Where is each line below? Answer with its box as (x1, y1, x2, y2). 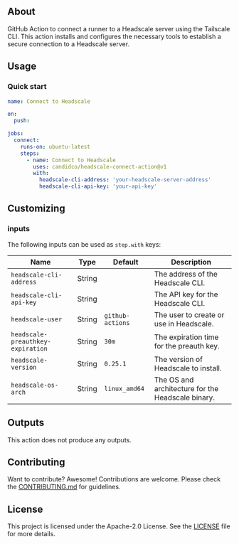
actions (104, 319, 130, 326)
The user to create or (154, 309, 225, 319)
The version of (154, 354, 203, 364)
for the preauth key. (154, 341, 221, 351)
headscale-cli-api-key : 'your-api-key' (38, 183, 158, 191)
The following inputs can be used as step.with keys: (7, 240, 161, 248)
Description (170, 257, 212, 267)
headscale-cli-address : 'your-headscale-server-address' (38, 176, 212, 183)
